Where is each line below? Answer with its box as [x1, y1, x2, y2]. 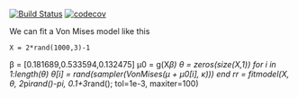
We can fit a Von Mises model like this [9, 26, 150, 36]
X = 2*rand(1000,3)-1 [9, 43, 91, 52]
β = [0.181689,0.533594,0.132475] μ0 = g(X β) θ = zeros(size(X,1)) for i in [9, 59, 276, 69]
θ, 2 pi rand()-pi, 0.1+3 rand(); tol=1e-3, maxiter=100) [9, 78, 200, 89]
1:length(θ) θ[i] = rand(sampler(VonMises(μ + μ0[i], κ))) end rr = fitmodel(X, [9, 68, 290, 79]
